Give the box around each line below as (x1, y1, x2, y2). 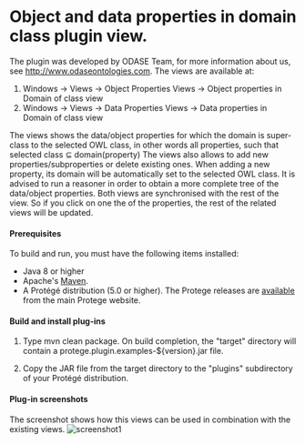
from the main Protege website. (22, 295, 141, 306)
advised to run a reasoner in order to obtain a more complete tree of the (9, 177, 280, 188)
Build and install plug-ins (9, 316, 107, 327)
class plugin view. (9, 25, 148, 46)
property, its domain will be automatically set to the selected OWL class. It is (9, 168, 296, 179)
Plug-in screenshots (9, 393, 88, 404)
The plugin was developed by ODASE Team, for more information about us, (9, 55, 291, 66)
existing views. (9, 423, 66, 434)
